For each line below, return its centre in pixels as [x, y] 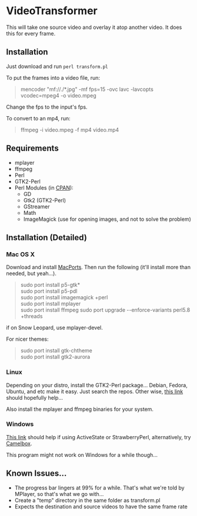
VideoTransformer [52, 11]
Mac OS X [21, 254]
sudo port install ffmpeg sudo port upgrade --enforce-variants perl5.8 [105, 310]
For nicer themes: [27, 339]
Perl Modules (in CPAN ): [44, 188]
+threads [31, 316]
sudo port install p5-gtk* [50, 285]
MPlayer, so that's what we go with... [59, 494]
